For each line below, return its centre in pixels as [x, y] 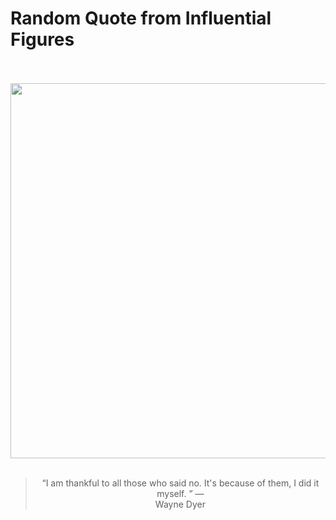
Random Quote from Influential [141, 18]
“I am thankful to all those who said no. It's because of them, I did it [180, 483]
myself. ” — [180, 493]
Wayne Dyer [180, 504]
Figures [42, 39]
